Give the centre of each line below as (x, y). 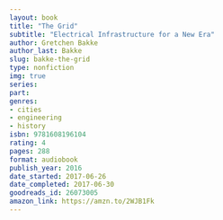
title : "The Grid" (44, 26)
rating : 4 (28, 143)
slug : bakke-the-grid (50, 59)
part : (19, 92)
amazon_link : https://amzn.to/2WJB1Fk (82, 202)
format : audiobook (44, 159)
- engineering (36, 118)
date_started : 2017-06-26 (58, 176)
